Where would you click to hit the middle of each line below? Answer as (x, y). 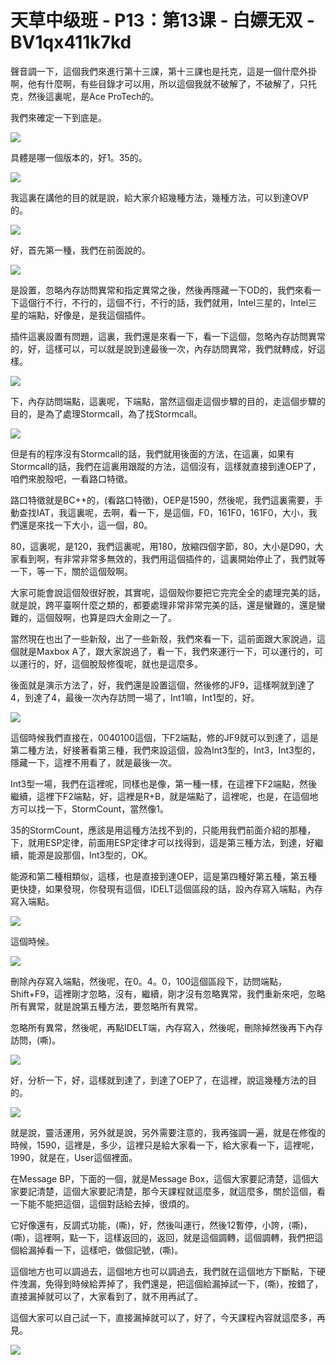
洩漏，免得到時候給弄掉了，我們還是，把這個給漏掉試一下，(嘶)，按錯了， (171, 1283)
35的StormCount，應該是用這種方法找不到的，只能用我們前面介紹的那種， (163, 830)
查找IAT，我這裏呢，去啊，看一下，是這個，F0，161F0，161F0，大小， (163, 512)
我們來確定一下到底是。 (58, 117)
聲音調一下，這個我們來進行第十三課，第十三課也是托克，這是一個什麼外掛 (163, 71)
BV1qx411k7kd (71, 42)
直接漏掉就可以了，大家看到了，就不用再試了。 (106, 1296)
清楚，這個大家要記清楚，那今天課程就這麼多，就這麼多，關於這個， (176, 1191)
